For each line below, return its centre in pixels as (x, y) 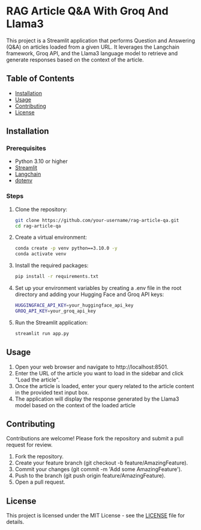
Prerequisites (26, 149)
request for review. (29, 445)
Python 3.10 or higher (41, 161)
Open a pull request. (40, 482)
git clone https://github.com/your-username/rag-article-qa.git (97, 220)
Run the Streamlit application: (51, 322)
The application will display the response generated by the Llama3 (97, 399)
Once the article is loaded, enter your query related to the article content (104, 386)
